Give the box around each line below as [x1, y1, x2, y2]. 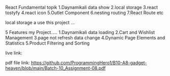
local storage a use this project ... [5, 20, 75, 25]
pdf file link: [5, 60, 30, 65]
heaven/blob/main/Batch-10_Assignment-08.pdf [5, 65, 106, 71]
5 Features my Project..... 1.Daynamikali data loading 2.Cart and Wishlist [5, 29, 155, 35]
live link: [5, 50, 23, 56]
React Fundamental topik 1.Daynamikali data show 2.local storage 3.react [5, 5, 158, 10]
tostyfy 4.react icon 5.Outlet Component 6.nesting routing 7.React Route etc [5, 10, 164, 16]
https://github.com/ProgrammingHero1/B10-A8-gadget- [31, 60, 147, 65]
